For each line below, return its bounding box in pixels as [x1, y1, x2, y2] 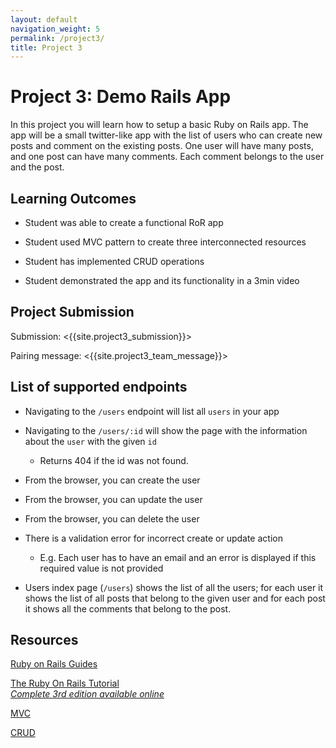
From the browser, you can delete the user [24, 512, 200, 525]
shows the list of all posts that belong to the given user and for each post [24, 592, 326, 604]
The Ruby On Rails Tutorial [10, 677, 120, 690]
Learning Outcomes [10, 190, 137, 207]
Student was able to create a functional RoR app [24, 217, 224, 228]
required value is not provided [39, 562, 164, 574]
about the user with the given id [24, 435, 157, 447]
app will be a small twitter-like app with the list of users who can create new [10, 129, 323, 141]
